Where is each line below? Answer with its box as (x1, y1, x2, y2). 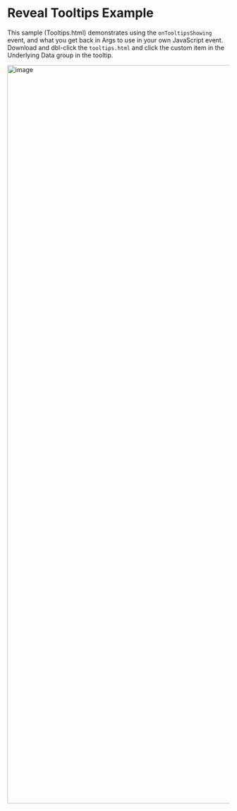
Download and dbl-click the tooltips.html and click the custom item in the (7, 43, 224, 52)
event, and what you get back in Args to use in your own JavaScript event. (7, 35, 224, 44)
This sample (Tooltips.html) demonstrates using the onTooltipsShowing (7, 28, 212, 37)
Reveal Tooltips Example (7, 5, 154, 21)
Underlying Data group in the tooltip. (7, 51, 114, 59)
